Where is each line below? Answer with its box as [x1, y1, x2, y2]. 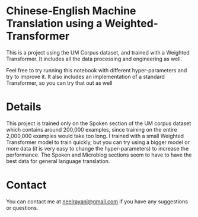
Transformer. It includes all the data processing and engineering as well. [6, 55, 183, 62]
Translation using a [6, 17, 103, 30]
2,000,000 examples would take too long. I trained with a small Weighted [6, 132, 184, 139]
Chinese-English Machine [6, 4, 136, 18]
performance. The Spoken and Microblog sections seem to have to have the [6, 151, 192, 158]
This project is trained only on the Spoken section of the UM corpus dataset [6, 120, 191, 127]
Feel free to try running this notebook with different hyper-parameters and [6, 66, 187, 74]
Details [6, 100, 41, 114]
